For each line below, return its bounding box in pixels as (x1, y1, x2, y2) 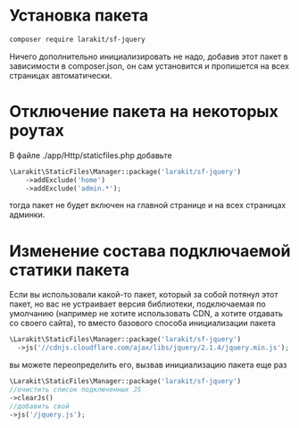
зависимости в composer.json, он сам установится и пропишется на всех (9, 60, 290, 71)
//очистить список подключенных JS (9, 385, 142, 394)
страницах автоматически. (9, 70, 112, 80)
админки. (9, 209, 46, 220)
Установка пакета (9, 5, 149, 26)
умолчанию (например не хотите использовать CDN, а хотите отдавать (9, 308, 284, 319)
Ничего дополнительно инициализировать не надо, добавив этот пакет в (9, 51, 288, 62)
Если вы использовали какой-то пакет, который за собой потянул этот (9, 290, 278, 300)
